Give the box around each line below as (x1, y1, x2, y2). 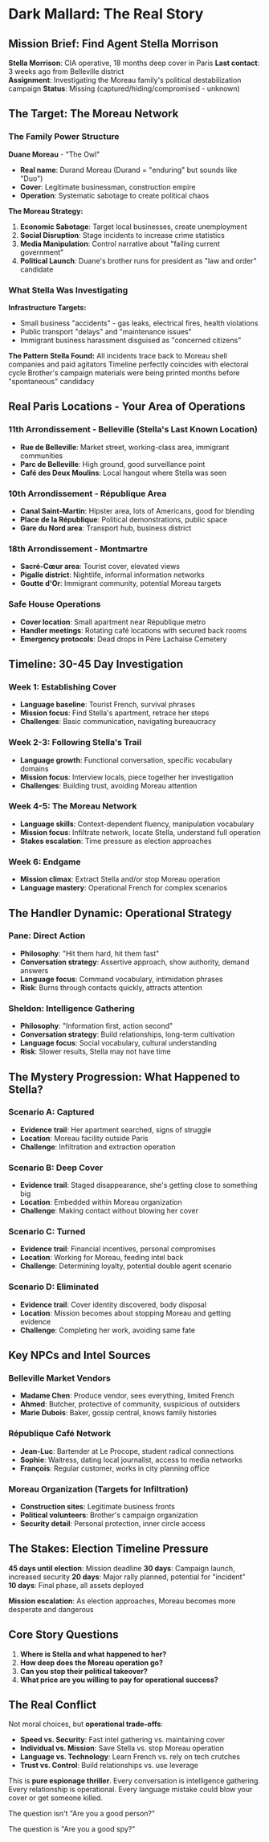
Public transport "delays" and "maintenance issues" (19, 326, 193, 336)
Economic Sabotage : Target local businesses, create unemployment (19, 222, 247, 231)
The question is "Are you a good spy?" (8, 1824, 136, 1834)
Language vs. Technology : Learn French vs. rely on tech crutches (19, 1752, 241, 1762)
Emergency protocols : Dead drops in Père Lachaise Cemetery (19, 634, 227, 644)
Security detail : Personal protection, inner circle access (19, 1518, 206, 1528)
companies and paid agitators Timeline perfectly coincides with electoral (8, 359, 249, 369)
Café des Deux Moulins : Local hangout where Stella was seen (19, 468, 227, 477)
